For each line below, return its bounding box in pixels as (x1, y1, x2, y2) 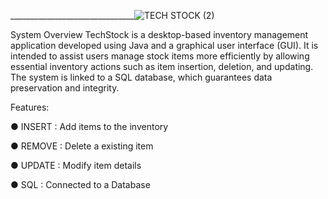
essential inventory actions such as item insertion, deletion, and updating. (10, 61, 314, 72)
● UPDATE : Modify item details (10, 160, 142, 171)
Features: (10, 101, 50, 113)
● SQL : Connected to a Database (10, 179, 151, 190)
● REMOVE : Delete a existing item (10, 140, 154, 152)
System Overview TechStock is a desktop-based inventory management (10, 29, 309, 40)
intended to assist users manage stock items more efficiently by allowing (10, 50, 310, 62)
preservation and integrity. (10, 82, 120, 94)
